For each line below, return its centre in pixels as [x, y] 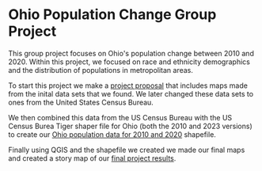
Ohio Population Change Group [112, 15]
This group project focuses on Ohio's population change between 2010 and [131, 53]
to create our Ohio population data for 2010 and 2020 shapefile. [112, 134]
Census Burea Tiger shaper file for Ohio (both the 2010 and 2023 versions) [130, 126]
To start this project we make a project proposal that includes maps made [128, 85]
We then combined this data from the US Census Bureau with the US [120, 117]
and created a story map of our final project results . [92, 158]
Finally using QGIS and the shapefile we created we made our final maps [127, 150]
